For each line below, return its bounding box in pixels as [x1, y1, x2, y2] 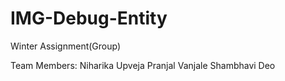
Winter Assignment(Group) [10, 40, 122, 52]
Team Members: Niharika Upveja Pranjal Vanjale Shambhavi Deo [10, 59, 276, 71]
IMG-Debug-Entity [10, 7, 168, 30]
